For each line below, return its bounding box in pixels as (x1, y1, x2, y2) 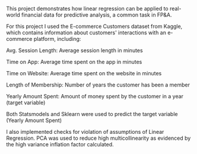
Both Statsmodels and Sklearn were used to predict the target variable (6, 111, 178, 117)
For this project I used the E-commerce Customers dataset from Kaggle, (6, 23, 183, 30)
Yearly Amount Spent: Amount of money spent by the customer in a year (6, 93, 184, 100)
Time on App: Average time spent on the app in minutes (6, 59, 142, 65)
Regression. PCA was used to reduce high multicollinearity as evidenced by (6, 134, 191, 142)
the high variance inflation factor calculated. (6, 141, 114, 147)
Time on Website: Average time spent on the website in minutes (6, 70, 162, 76)
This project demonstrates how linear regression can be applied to (6, 5, 169, 12)
